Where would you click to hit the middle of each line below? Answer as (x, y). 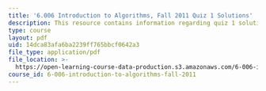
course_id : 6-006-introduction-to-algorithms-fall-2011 (102, 74)
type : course (30, 30)
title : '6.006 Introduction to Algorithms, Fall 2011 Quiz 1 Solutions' (131, 15)
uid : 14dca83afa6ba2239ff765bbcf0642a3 (74, 45)
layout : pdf (28, 38)
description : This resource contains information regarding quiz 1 (122, 23)
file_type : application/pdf (55, 52)
